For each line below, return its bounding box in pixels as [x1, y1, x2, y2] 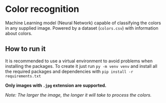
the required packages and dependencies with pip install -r [5, 68, 134, 74]
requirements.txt [5, 73, 41, 79]
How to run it [5, 45, 46, 53]
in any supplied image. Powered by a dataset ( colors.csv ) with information [5, 25, 159, 31]
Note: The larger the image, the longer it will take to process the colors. [5, 92, 152, 98]
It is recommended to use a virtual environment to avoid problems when [5, 58, 153, 64]
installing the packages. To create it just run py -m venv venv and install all [5, 63, 158, 69]
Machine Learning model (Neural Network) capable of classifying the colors [5, 20, 161, 26]
